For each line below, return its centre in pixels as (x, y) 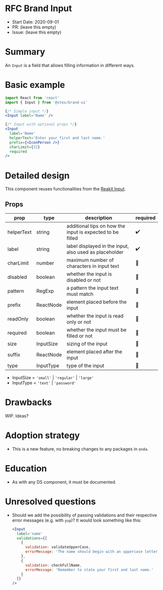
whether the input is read (95, 316)
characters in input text (93, 266)
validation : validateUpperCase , (58, 547)
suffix (14, 355)
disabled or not (83, 280)
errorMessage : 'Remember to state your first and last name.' (89, 570)
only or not (79, 322)
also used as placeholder (95, 252)
